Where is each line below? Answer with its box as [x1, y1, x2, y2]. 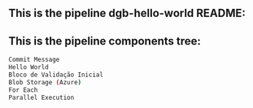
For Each [8, 85, 38, 94]
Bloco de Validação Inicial [8, 71, 104, 79]
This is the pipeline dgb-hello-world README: [8, 6, 246, 20]
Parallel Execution [8, 93, 75, 102]
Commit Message [8, 56, 60, 64]
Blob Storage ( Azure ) [8, 78, 82, 86]
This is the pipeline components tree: [8, 34, 202, 48]
